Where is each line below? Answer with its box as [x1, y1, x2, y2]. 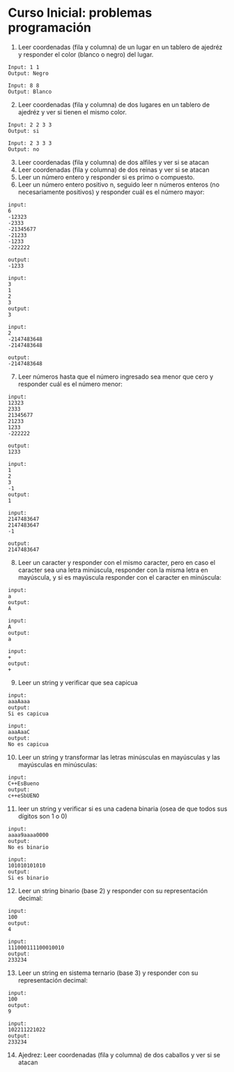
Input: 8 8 [8, 82, 40, 89]
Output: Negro [8, 70, 49, 77]
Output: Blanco [8, 88, 52, 95]
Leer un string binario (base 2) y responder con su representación [17, 886, 208, 895]
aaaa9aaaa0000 [8, 831, 49, 839]
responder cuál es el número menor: [17, 379, 123, 388]
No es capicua [8, 740, 49, 748]
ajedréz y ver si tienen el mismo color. [17, 108, 127, 116]
